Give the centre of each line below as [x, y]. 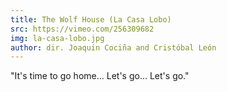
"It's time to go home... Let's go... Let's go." [100, 76]
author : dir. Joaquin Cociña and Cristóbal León [113, 47]
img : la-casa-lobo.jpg [57, 38]
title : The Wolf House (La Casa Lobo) [91, 19]
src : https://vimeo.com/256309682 [82, 29]
